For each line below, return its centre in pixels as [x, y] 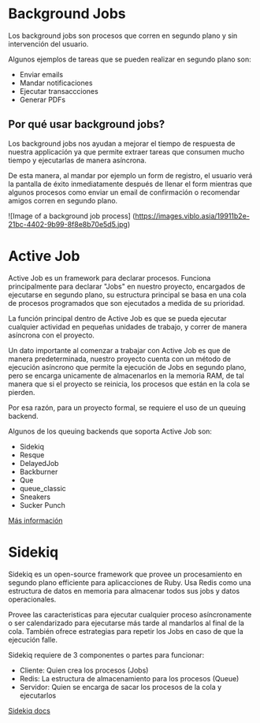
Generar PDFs [42, 99]
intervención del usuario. [48, 43]
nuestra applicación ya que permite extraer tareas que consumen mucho [126, 151]
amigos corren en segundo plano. [63, 200]
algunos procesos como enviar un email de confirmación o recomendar [124, 192]
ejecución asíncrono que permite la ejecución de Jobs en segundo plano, [127, 367]
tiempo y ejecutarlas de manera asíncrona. [78, 160]
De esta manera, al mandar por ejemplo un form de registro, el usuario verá [130, 175]
